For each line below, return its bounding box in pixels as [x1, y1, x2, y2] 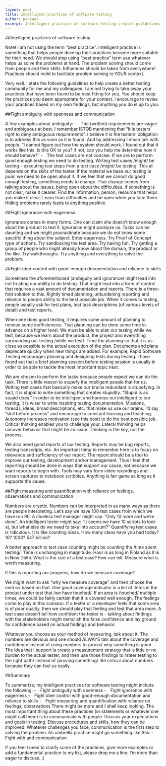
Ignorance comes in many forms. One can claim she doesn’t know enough [5, 219, 157, 225]
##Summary [5, 673, 31, 679]
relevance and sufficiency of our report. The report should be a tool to [5, 452, 148, 458]
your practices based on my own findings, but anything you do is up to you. [5, 101, 160, 107]
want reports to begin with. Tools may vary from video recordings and [5, 468, 148, 474]
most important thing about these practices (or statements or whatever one [5, 708, 159, 714]
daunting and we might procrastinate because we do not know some [5, 230, 145, 236]
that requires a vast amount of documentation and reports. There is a [5, 286, 146, 292]
